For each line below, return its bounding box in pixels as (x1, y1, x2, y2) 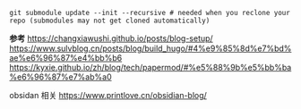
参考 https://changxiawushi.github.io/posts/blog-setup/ (9, 33, 213, 44)
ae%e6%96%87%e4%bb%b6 (9, 53, 123, 63)
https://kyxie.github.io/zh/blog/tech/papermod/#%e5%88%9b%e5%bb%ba (9, 63, 292, 72)
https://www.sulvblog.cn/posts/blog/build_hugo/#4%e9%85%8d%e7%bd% (9, 43, 292, 54)
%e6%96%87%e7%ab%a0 (9, 71, 112, 82)
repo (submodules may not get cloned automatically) (9, 16, 211, 25)
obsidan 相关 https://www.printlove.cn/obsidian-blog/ (9, 90, 208, 100)
